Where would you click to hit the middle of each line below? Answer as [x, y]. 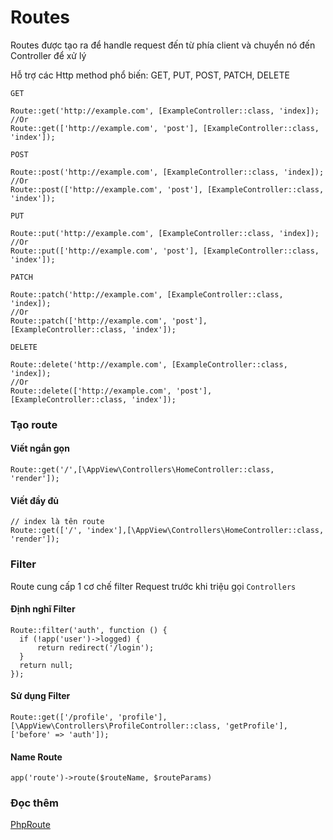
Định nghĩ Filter [43, 609]
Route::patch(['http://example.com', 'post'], [109, 321]
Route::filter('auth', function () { [89, 630]
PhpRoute [30, 825]
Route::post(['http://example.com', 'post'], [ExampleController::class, [167, 189]
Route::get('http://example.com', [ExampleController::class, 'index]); [165, 111]
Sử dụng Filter [40, 696]
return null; [46, 665]
